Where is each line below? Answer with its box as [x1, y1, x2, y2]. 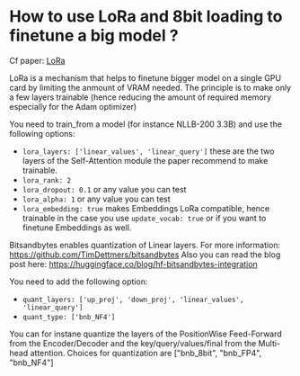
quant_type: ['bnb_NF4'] [22, 312, 116, 321]
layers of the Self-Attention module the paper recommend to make [22, 155, 269, 166]
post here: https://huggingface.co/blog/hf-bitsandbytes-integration [9, 258, 258, 269]
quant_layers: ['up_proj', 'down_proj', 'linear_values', [22, 295, 244, 304]
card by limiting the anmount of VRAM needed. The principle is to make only [9, 82, 292, 93]
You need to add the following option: [9, 276, 148, 287]
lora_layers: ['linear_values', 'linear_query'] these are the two [22, 146, 275, 157]
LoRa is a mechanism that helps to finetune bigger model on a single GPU [9, 72, 281, 83]
